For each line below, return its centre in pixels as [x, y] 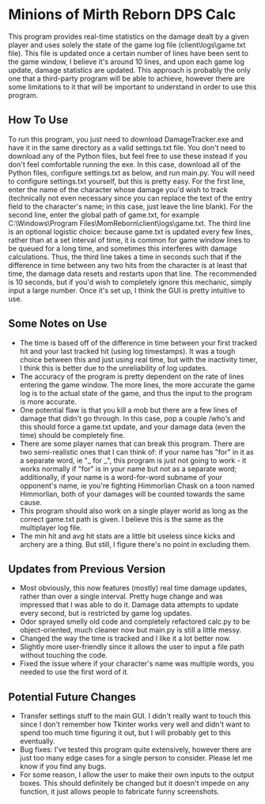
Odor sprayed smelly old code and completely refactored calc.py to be [135, 621]
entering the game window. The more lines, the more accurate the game [137, 384]
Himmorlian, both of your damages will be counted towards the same [132, 494]
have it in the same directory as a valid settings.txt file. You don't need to [127, 147]
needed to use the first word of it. [74, 672]
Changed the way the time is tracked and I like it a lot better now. [125, 639]
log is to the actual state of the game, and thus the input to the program [136, 393]
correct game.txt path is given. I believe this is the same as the [121, 519]
